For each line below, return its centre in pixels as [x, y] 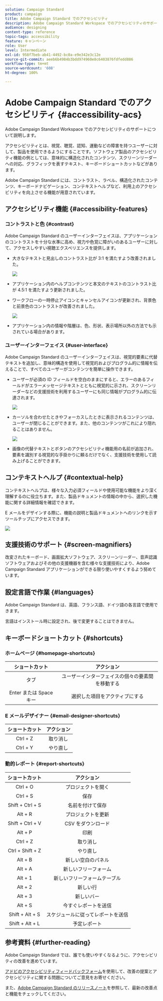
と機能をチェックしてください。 [37, 994]
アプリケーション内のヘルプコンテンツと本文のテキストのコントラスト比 [84, 284]
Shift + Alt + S [24, 914]
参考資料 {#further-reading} [48, 942]
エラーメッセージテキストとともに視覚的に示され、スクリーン [90, 385]
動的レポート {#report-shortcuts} [45, 764]
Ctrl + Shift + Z [24, 850]
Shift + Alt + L [24, 923]
